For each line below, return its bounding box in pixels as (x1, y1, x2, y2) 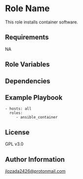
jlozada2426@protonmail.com (5, 168, 66, 174)
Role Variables (5, 60, 50, 69)
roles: (9, 111, 23, 116)
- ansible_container (16, 115, 58, 120)
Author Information (5, 155, 65, 163)
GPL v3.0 (5, 141, 23, 147)
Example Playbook (5, 93, 62, 101)
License (5, 128, 30, 137)
